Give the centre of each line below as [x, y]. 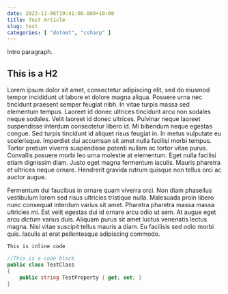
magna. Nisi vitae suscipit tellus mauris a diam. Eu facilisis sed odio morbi [111, 227]
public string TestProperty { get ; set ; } [81, 278]
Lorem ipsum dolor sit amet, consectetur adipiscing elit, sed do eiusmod [109, 90]
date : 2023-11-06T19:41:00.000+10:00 [61, 13]
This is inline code [37, 247]
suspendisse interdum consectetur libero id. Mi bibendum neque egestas [110, 126]
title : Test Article [37, 20]
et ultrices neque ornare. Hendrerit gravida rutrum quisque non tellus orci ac [114, 170]
